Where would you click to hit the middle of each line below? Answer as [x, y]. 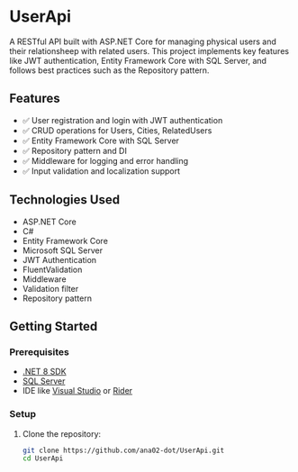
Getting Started [54, 326]
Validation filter [50, 288]
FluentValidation [52, 269]
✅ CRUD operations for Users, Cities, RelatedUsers [117, 130]
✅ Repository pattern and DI [75, 150]
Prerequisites [39, 351]
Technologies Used [64, 200]
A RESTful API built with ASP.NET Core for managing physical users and [143, 41]
